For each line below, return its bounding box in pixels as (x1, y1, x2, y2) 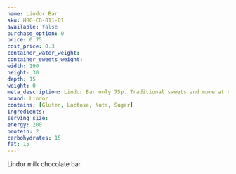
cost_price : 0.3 (7, 43, 55, 50)
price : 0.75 (7, 36, 42, 43)
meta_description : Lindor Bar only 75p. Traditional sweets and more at (7, 88, 225, 95)
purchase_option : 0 (7, 29, 65, 37)
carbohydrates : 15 (7, 134, 61, 141)
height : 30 (7, 69, 39, 76)
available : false (7, 23, 58, 30)
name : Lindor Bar (7, 10, 58, 18)
